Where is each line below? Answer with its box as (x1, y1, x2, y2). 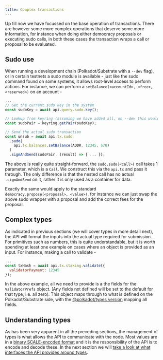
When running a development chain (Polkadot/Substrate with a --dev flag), (5, 68, 154, 74)
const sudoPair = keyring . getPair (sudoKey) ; (5, 120, 97, 126)
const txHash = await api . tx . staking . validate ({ (5, 263, 105, 268)
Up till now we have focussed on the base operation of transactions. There (5, 20, 154, 26)
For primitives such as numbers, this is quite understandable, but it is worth (5, 239, 155, 245)
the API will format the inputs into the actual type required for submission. (5, 233, 152, 239)
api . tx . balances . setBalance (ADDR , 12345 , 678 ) (14, 143, 110, 148)
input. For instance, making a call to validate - (5, 249, 96, 255)
